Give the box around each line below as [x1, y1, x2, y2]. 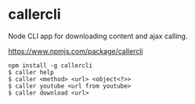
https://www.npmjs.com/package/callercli [8, 46, 143, 56]
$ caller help [8, 68, 55, 76]
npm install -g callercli [8, 61, 92, 70]
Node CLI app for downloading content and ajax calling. [8, 31, 188, 41]
